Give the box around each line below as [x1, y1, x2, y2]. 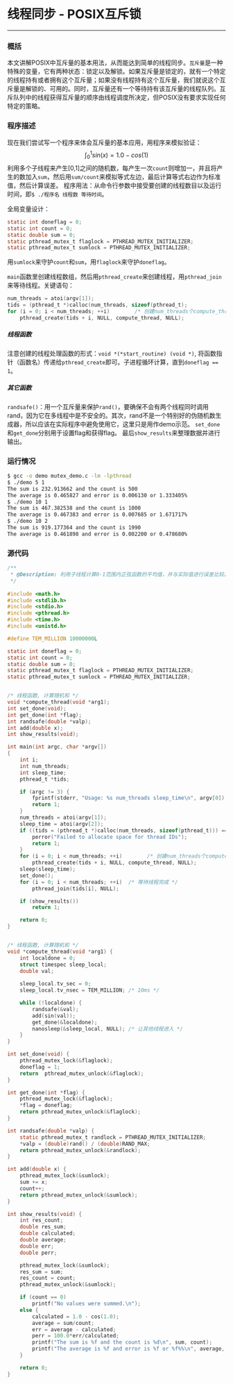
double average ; [19, 1237, 67, 1244]
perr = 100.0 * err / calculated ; [32, 1333, 119, 1340]
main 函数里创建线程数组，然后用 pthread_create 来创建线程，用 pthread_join [7, 272, 222, 281]
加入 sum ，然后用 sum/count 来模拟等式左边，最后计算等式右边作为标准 [25, 172, 221, 181]
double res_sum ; [19, 1224, 67, 1231]
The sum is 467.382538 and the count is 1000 [7, 505, 141, 512]
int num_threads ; [19, 762, 70, 769]
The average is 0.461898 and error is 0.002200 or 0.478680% [7, 531, 188, 537]
